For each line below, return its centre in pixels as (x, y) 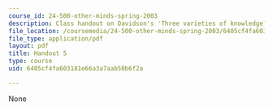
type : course (30, 61)
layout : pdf (28, 46)
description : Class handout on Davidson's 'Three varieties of (118, 23)
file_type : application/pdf (56, 38)
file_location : (34, 31)
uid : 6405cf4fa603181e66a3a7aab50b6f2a (76, 69)
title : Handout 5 (38, 53)
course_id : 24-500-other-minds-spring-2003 (83, 16)
